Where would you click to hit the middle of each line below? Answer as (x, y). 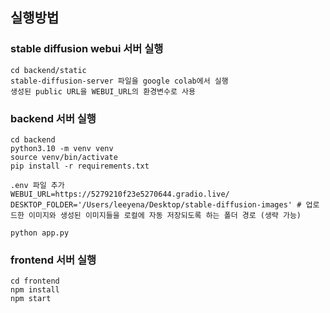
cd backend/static (48, 70)
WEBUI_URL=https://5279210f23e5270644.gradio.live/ (120, 194)
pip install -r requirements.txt (80, 166)
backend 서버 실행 (53, 118)
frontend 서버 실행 (53, 260)
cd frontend (35, 281)
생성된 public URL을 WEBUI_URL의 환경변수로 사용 (103, 91)
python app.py (40, 233)
